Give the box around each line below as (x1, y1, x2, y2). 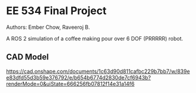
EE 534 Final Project (6, 4, 107, 18)
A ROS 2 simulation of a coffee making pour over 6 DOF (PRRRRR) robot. (6, 35, 184, 42)
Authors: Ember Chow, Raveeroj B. (6, 24, 90, 31)
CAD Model (6, 52, 49, 62)
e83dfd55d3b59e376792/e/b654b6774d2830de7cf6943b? (6, 74, 151, 81)
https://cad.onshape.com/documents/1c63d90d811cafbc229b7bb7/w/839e (6, 68, 191, 75)
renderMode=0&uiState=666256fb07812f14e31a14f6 (6, 80, 135, 87)
